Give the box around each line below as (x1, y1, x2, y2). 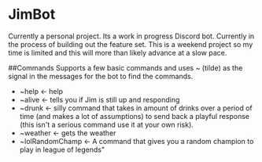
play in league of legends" (19, 145, 105, 154)
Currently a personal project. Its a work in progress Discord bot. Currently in (8, 31, 255, 41)
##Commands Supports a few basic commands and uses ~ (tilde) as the (8, 63, 243, 72)
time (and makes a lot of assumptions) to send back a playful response (19, 111, 250, 121)
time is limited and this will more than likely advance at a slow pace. (8, 48, 227, 57)
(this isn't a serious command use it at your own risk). (19, 120, 194, 129)
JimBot (8, 5, 56, 23)
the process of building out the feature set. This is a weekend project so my (8, 39, 253, 49)
